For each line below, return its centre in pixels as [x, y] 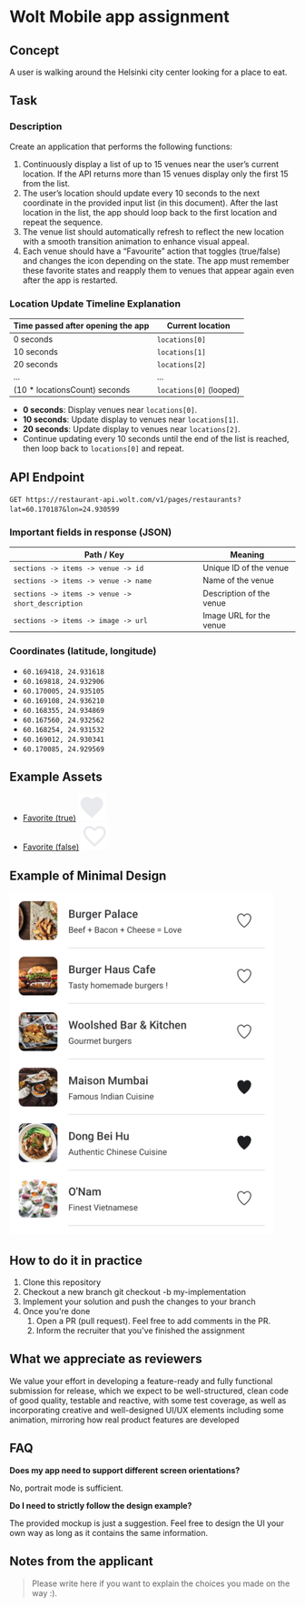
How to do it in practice [76, 1260]
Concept [34, 50]
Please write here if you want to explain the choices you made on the [161, 1583]
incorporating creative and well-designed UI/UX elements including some [147, 1410]
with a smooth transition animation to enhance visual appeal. [136, 241]
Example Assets [56, 777]
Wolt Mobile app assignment [119, 17]
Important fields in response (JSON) [91, 532]
